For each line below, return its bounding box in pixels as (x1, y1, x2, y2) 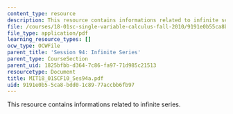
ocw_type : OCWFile (7, 42, 60, 49)
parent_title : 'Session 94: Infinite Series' (7, 49, 141, 56)
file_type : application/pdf (7, 29, 89, 37)
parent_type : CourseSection (7, 56, 89, 63)
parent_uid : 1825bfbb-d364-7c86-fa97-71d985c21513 (7, 62, 157, 69)
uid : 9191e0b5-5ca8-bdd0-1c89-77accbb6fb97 (7, 81, 135, 88)
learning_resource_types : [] (7, 36, 92, 43)
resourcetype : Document (7, 68, 76, 75)
